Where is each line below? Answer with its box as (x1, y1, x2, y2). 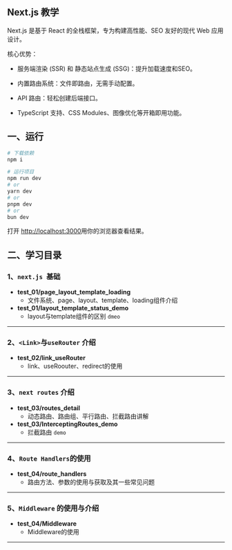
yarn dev (7, 188, 32, 195)
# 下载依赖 (7, 150, 35, 157)
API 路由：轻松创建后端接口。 (17, 94, 102, 102)
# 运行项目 (7, 168, 35, 175)
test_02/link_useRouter (17, 354, 86, 362)
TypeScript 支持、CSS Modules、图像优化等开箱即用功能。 (17, 108, 186, 116)
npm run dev (7, 175, 41, 182)
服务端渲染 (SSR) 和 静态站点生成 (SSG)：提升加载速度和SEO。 (17, 64, 197, 73)
